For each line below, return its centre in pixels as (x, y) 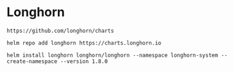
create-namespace (32, 61)
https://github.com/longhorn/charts (60, 31)
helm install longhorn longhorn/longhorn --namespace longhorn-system (112, 55)
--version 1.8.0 (84, 61)
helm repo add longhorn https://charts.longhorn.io (84, 43)
